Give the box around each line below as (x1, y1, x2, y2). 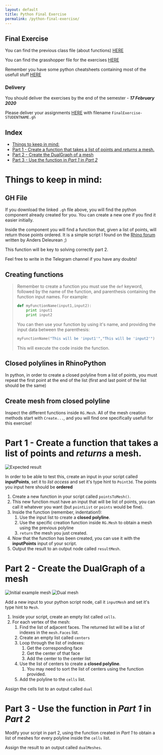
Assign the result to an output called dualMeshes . (5, 745, 102, 751)
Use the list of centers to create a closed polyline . (19, 661, 121, 667)
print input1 (26, 308, 53, 313)
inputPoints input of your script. (12, 540, 77, 546)
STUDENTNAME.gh (5, 115, 36, 120)
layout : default (5, 7, 38, 12)
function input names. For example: (17, 294, 89, 300)
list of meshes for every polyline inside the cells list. (5, 735, 111, 741)
